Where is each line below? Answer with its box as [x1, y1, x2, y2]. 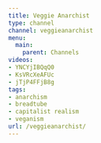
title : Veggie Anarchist [8, 11, 90, 20]
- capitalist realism [8, 108, 80, 116]
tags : [8, 85, 26, 94]
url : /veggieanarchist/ [8, 122, 87, 130]
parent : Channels [22, 48, 80, 56]
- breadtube [8, 100, 47, 108]
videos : [8, 56, 34, 64]
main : [15, 41, 34, 49]
